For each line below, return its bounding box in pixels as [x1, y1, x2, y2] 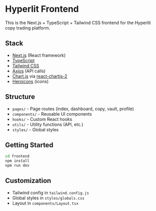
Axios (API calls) [12, 68, 46, 74]
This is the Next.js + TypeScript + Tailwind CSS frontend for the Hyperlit [5, 20, 151, 26]
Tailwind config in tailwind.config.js [12, 189, 90, 195]
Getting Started [5, 141, 54, 149]
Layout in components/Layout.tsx [12, 200, 79, 206]
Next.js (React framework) [12, 52, 66, 58]
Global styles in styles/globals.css [12, 195, 85, 201]
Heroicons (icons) [12, 78, 49, 84]
